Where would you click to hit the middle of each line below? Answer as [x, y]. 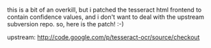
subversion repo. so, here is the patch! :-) [66, 24]
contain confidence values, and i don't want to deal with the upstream [105, 17]
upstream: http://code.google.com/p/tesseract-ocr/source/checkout [103, 37]
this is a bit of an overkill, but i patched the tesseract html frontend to [104, 10]
